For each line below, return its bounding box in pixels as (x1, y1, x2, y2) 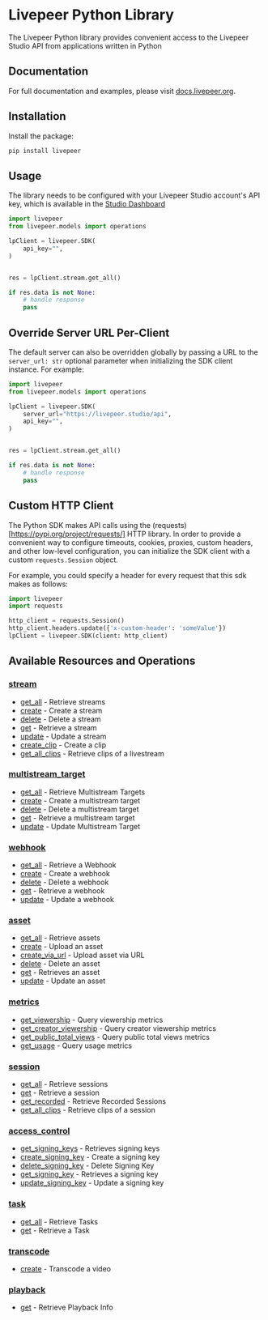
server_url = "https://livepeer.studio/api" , (23, 410, 172, 418)
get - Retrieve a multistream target (19, 812, 135, 823)
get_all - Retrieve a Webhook (19, 860, 117, 870)
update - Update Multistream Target (19, 821, 141, 831)
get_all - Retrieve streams (19, 696, 106, 706)
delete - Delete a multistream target (19, 804, 139, 814)
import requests (8, 602, 63, 611)
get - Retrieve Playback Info (19, 1302, 113, 1313)
